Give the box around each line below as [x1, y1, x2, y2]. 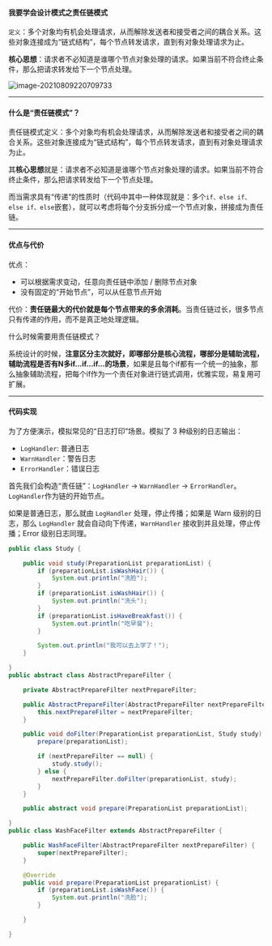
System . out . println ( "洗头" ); [51, 597, 148, 605]
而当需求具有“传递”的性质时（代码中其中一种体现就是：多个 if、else [8, 192, 235, 202]
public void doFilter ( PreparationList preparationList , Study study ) [23, 730, 263, 739]
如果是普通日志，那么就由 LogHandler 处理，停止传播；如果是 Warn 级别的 [8, 508, 255, 518]
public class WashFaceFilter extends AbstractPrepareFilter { [8, 827, 223, 835]
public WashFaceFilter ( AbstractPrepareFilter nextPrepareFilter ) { [23, 842, 255, 850]
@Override [23, 871, 57, 879]
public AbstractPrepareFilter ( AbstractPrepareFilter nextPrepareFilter [23, 701, 270, 709]
